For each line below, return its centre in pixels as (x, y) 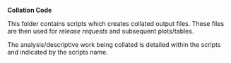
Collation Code (30, 10)
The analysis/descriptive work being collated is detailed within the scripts (114, 44)
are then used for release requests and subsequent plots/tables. (101, 31)
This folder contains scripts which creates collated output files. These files (116, 23)
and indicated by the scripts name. (58, 52)
